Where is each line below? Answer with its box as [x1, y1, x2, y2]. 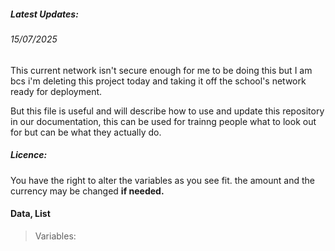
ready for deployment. [10, 85, 103, 97]
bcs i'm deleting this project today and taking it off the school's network [10, 75, 307, 87]
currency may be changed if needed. [10, 185, 165, 197]
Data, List [10, 208, 51, 220]
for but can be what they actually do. [10, 126, 162, 138]
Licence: [10, 149, 48, 161]
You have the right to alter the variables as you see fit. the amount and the [10, 174, 315, 186]
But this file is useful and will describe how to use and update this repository [10, 105, 325, 117]
